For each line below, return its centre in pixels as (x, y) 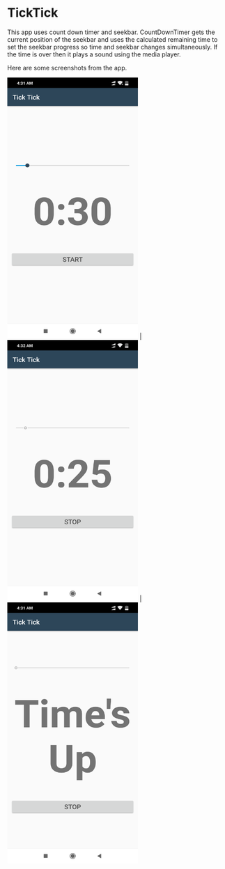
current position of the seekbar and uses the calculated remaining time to (113, 39)
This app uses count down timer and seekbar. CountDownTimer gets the (111, 32)
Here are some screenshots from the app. (67, 68)
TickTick (33, 13)
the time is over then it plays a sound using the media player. (94, 54)
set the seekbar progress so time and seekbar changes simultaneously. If (113, 47)
